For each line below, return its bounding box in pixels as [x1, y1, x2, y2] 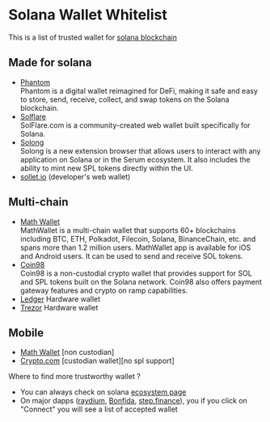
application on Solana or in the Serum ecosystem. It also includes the [19, 154, 251, 164]
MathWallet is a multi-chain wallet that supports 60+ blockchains [19, 225, 236, 235]
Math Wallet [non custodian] [19, 348, 115, 357]
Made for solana [8, 56, 92, 70]
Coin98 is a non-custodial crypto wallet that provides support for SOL [19, 268, 252, 278]
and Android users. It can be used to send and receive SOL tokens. [19, 251, 244, 260]
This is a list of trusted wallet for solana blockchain [8, 32, 178, 42]
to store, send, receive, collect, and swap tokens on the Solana [19, 95, 230, 104]
